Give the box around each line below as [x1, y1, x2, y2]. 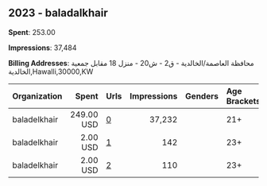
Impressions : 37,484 [8, 43, 77, 52]
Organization [12, 91, 63, 102]
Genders [185, 91, 219, 102]
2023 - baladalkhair [8, 6, 109, 20]
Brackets [226, 95, 261, 107]
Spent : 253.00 [8, 27, 56, 37]
